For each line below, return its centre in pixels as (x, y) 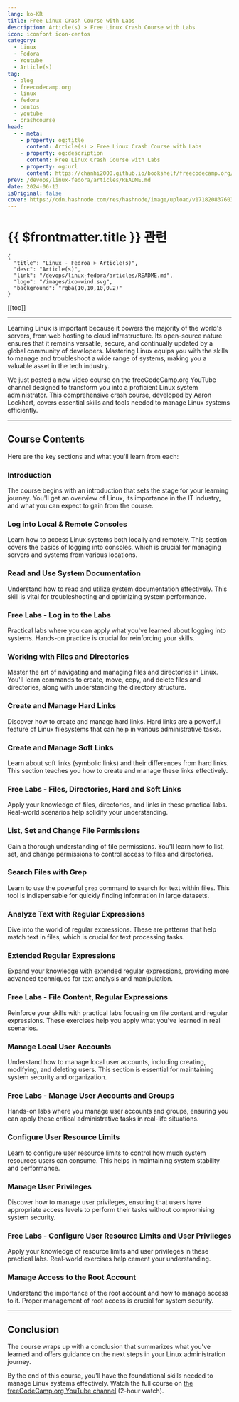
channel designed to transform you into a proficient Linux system (103, 388)
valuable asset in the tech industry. (59, 366)
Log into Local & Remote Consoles (68, 524)
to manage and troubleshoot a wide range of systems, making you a (107, 358)
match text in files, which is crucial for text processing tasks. (96, 937)
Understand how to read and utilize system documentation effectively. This (117, 589)
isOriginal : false (34, 193)
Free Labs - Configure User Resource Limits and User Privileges (119, 1236)
